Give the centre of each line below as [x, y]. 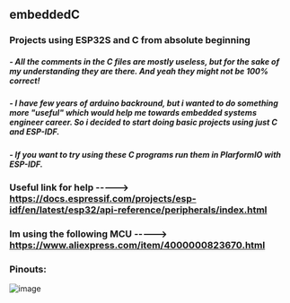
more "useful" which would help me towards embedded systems [133, 113]
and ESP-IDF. [35, 132]
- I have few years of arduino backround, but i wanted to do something [144, 103]
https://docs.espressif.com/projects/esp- [103, 199]
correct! [25, 81]
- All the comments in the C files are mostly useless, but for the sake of [145, 61]
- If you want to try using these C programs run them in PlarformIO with [145, 154]
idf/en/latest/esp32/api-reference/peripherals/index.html [138, 210]
